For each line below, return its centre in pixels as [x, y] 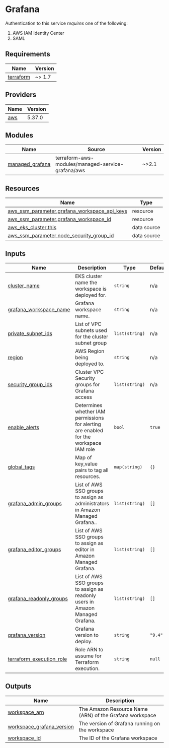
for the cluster [92, 337]
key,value [87, 464]
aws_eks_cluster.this [32, 228]
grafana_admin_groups [35, 503]
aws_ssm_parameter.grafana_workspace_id [60, 219]
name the [86, 282]
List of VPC [88, 324]
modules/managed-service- [90, 164]
